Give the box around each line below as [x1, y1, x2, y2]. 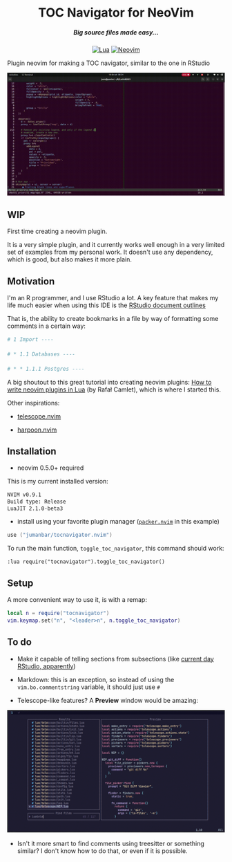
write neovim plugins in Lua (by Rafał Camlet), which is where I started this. [7, 385, 221, 394]
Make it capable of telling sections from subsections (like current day [17, 654, 214, 663]
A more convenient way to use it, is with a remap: [7, 596, 147, 604]
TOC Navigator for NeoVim [37, 5, 195, 21]
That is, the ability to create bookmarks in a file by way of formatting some [7, 315, 219, 323]
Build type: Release [7, 498, 67, 506]
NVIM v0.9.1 [7, 491, 41, 499]
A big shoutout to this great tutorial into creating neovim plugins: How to [7, 378, 212, 386]
